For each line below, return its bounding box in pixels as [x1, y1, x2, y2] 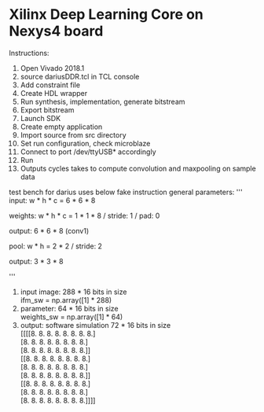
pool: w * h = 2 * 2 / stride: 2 [9, 241, 103, 251]
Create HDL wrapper [20, 88, 88, 97]
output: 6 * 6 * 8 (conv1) [9, 226, 90, 235]
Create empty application [20, 122, 103, 131]
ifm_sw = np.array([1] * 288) [20, 295, 112, 304]
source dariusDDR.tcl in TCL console [20, 72, 140, 81]
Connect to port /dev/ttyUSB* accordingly [20, 147, 156, 156]
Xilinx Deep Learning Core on [9, 6, 203, 24]
